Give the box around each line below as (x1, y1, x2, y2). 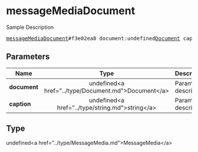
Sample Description (6, 24, 54, 31)
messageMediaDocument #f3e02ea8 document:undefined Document (6, 35, 181, 42)
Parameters (6, 52, 50, 62)
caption (9, 100, 31, 108)
